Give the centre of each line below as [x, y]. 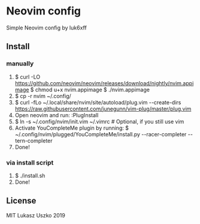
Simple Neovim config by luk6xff [46, 28]
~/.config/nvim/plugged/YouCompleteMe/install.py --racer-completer [101, 134]
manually [20, 64]
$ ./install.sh [30, 175]
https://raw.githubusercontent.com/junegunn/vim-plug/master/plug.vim [103, 109]
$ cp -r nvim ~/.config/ [43, 96]
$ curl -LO [28, 77]
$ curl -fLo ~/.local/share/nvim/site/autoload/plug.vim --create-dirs [98, 102]
